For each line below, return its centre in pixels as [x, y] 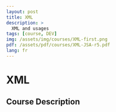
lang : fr [17, 51]
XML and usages [30, 28]
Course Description [43, 102]
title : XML [20, 17]
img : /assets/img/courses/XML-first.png [57, 39]
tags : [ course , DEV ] [32, 34]
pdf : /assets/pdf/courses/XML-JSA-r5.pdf [58, 45]
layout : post [22, 12]
